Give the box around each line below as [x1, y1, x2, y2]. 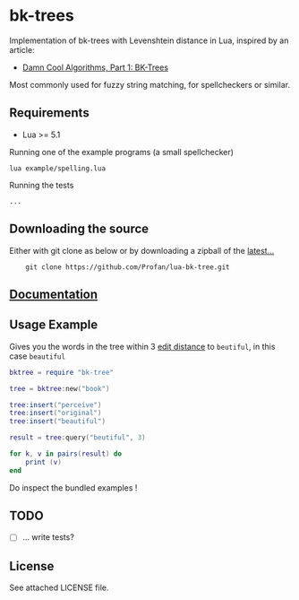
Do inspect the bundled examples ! [9, 482, 138, 493]
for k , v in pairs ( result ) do [9, 449, 123, 458]
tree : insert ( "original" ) [9, 409, 102, 418]
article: [9, 44, 35, 55]
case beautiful [9, 351, 65, 361]
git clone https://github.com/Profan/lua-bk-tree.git [25, 262, 230, 272]
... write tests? [21, 532, 74, 543]
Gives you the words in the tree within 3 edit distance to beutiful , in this [9, 341, 276, 352]
